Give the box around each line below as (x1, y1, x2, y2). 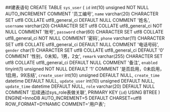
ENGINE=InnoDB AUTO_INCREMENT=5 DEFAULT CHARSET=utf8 (5, 95, 142, 101)
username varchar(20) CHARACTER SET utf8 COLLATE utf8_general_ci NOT (5, 23, 163, 29)
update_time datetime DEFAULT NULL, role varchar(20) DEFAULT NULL (5, 83, 155, 89)
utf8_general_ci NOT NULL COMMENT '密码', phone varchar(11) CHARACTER (5, 35, 165, 41)
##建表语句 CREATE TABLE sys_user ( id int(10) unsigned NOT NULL (5, 5, 149, 10)
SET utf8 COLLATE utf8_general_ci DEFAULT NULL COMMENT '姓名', (5, 17, 150, 23)
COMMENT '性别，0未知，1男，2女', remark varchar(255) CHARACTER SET (5, 53, 163, 59)
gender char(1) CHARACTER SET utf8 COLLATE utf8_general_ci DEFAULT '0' (5, 47, 164, 53)
